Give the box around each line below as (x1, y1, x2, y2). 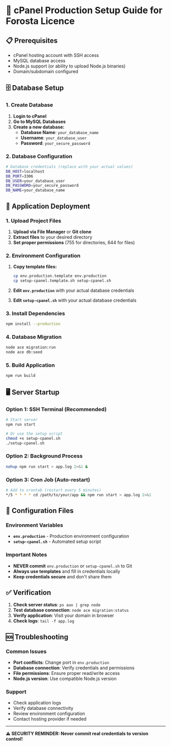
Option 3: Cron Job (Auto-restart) (6, 476, 90, 483)
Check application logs (13, 700, 61, 706)
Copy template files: (13, 264, 57, 270)
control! (6, 736, 23, 742)
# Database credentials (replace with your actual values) (6, 164, 133, 169)
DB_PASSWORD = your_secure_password (6, 183, 79, 188)
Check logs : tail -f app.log (13, 618, 75, 624)
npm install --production (6, 321, 60, 327)
